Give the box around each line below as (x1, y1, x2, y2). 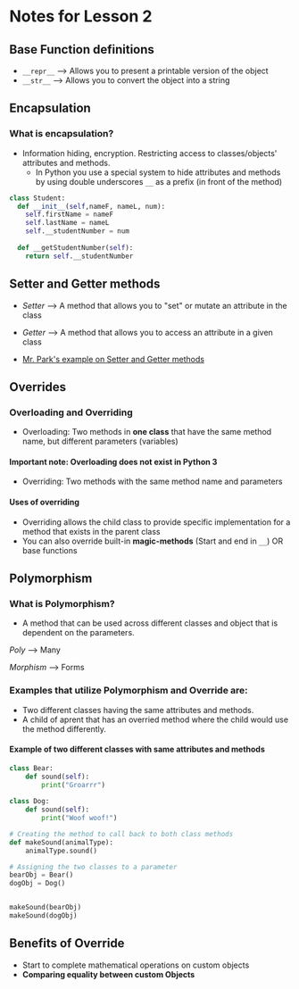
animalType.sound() (25, 846, 98, 855)
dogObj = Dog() (9, 879, 66, 888)
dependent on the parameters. (21, 627, 136, 638)
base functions (21, 544, 78, 555)
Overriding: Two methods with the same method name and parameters (21, 476, 283, 487)
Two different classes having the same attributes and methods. (21, 704, 254, 715)
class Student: (9, 194, 66, 203)
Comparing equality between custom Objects (21, 968, 195, 979)
